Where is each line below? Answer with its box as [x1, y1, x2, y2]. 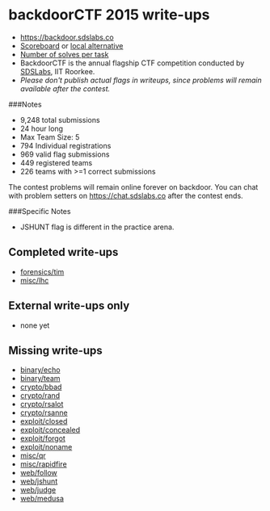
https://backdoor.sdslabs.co [19, 32, 115, 42]
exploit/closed [19, 417, 68, 426]
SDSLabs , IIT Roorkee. [19, 66, 95, 76]
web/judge [19, 485, 57, 495]
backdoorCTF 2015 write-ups [8, 6, 210, 24]
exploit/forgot [19, 434, 66, 443]
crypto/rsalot [19, 400, 64, 409]
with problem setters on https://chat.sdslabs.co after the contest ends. [8, 191, 244, 200]
